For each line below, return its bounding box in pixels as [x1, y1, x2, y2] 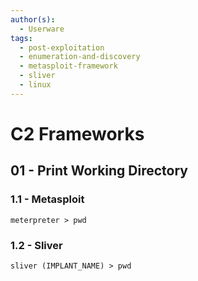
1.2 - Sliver [10, 238, 63, 252]
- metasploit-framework [19, 61, 118, 71]
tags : [10, 33, 33, 43]
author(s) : [10, 14, 56, 25]
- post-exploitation [19, 42, 105, 53]
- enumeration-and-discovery [19, 52, 141, 62]
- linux [19, 80, 52, 90]
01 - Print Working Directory [10, 162, 189, 180]
